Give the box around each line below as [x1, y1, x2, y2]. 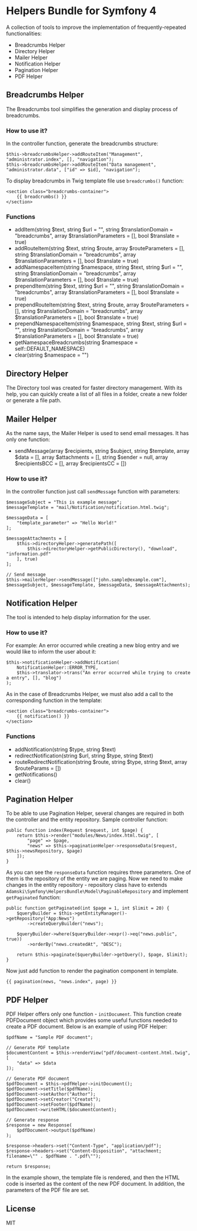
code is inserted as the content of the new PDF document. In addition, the [6, 1180, 185, 1187]
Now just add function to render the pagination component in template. [6, 967, 178, 975]
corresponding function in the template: [6, 697, 102, 704]
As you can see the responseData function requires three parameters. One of [6, 869, 191, 876]
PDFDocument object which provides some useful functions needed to [6, 1017, 178, 1024]
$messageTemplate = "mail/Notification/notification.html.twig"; [6, 505, 169, 511]
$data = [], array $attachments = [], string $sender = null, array [14, 453, 169, 461]
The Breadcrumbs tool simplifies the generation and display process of [6, 105, 178, 113]
